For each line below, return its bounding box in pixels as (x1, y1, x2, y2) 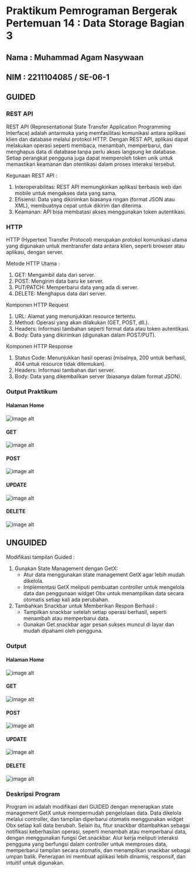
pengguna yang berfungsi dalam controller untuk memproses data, (6, 840, 168, 847)
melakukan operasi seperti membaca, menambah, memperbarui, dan (6, 142, 173, 149)
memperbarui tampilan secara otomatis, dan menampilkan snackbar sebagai (6, 846, 191, 854)
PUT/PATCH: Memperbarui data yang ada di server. (14, 283, 139, 291)
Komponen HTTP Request (6, 301, 69, 308)
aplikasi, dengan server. (6, 248, 64, 256)
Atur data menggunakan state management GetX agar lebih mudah (23, 571, 185, 578)
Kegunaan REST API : (6, 172, 57, 179)
